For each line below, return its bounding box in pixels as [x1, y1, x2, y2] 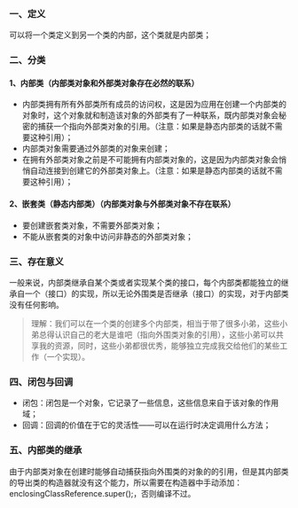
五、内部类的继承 [9, 444, 82, 457]
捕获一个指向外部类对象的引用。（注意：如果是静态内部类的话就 [37, 121, 268, 132]
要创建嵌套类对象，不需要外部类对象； [21, 220, 162, 231]
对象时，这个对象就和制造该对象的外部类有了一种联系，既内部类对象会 [21, 110, 279, 121]
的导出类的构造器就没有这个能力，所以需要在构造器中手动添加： [9, 477, 242, 488]
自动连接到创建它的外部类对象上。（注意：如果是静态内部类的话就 [29, 166, 268, 176]
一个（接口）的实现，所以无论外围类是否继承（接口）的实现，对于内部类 [24, 288, 289, 299]
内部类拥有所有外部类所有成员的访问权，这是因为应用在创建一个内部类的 [21, 99, 286, 110]
